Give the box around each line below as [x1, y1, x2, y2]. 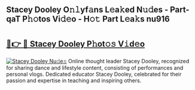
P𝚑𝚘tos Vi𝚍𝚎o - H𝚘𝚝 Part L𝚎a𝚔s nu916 [22, 14, 170, 24]
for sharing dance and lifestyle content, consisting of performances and [6, 64, 184, 71]
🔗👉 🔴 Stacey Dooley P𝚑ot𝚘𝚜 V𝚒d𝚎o [6, 39, 145, 49]
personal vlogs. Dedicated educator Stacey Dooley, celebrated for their [6, 71, 182, 77]
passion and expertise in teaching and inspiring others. [6, 77, 142, 84]
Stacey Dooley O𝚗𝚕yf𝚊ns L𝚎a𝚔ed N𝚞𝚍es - [6, 5, 169, 15]
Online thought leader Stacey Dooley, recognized [68, 58, 190, 64]
